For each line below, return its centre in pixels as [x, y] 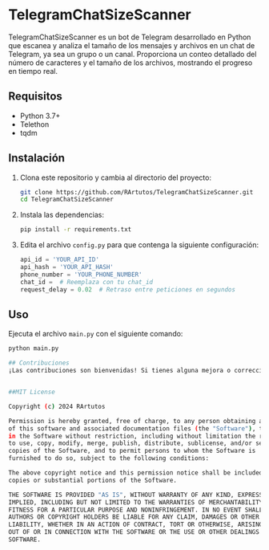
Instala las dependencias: [62, 215]
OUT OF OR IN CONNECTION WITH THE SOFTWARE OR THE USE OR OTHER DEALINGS [134, 532]
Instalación [37, 158]
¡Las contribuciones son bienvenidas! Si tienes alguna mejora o [119, 371]
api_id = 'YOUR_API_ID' [60, 260]
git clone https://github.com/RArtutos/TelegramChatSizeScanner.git [137, 192]
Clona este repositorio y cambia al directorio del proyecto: [116, 177]
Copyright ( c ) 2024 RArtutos [57, 406]
